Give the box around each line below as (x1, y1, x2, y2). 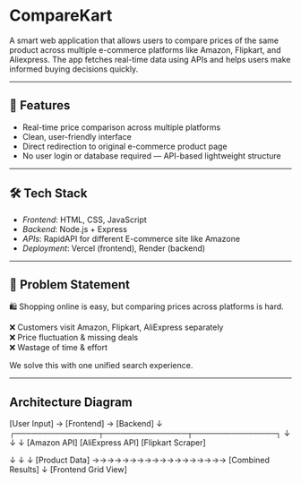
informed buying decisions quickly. (9, 64, 139, 74)
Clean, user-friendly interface (21, 131, 132, 142)
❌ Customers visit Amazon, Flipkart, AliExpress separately (9, 322, 224, 332)
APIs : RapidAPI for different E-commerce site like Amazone (21, 233, 240, 244)
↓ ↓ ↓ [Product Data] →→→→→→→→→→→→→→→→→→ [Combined (9, 454, 271, 466)
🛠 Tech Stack (9, 185, 88, 202)
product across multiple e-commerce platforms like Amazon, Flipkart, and (9, 44, 281, 55)
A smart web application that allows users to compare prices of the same (9, 35, 279, 46)
